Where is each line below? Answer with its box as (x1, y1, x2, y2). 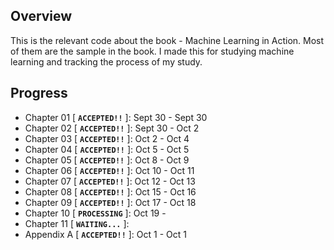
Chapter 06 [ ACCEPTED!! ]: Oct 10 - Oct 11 (24, 164, 195, 176)
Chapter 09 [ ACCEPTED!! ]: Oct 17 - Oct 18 (24, 196, 197, 208)
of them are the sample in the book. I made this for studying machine (10, 45, 295, 57)
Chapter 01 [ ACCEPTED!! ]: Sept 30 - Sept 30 (24, 111, 208, 123)
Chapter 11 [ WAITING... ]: (24, 217, 130, 229)
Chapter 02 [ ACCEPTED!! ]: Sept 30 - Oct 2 (24, 122, 200, 134)
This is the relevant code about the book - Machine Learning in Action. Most (10, 34, 325, 46)
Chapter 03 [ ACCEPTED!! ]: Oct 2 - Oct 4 (24, 132, 190, 144)
